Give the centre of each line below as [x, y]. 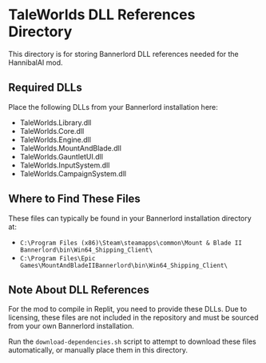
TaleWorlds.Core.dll [52, 131]
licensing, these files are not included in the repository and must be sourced [133, 317]
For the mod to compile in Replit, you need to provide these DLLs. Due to [128, 309]
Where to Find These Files [75, 199]
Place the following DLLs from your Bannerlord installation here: [113, 107]
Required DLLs [45, 88]
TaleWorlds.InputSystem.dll [65, 165]
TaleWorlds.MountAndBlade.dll [71, 148]
